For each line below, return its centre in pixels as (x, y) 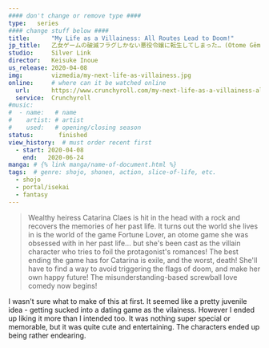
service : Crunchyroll (53, 98)
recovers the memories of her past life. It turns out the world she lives (143, 226)
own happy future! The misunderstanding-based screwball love (132, 277)
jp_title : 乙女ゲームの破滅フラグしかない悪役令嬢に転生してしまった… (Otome (127, 46)
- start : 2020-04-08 (50, 150)
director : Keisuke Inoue (53, 61)
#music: (21, 105)
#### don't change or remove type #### (75, 16)
